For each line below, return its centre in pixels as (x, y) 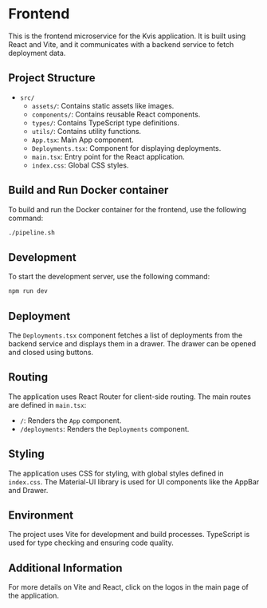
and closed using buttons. (51, 352)
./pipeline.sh (32, 232)
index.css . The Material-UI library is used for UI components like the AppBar (134, 482)
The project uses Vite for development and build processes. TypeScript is (129, 535)
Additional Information (65, 568)
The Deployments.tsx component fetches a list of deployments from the (126, 335)
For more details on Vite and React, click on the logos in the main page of (128, 587)
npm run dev (28, 291)
